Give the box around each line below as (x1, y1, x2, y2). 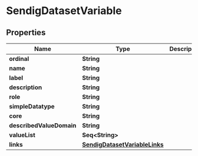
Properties (6, 28, 46, 38)
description (9, 83, 42, 91)
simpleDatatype (9, 103, 55, 110)
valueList (9, 131, 35, 139)
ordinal (9, 55, 29, 63)
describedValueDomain (9, 121, 77, 130)
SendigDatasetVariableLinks (82, 141, 164, 148)
